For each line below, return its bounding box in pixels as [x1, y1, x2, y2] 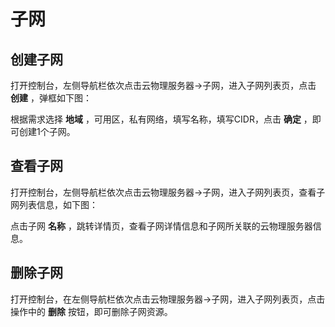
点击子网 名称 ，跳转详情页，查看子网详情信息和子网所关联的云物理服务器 [10, 220, 313, 232]
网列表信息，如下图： [10, 198, 98, 210]
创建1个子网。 [18, 126, 76, 137]
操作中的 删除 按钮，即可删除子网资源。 [10, 305, 173, 317]
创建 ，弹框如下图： [10, 92, 92, 104]
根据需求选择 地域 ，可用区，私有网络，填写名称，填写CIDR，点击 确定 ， [10, 113, 313, 125]
